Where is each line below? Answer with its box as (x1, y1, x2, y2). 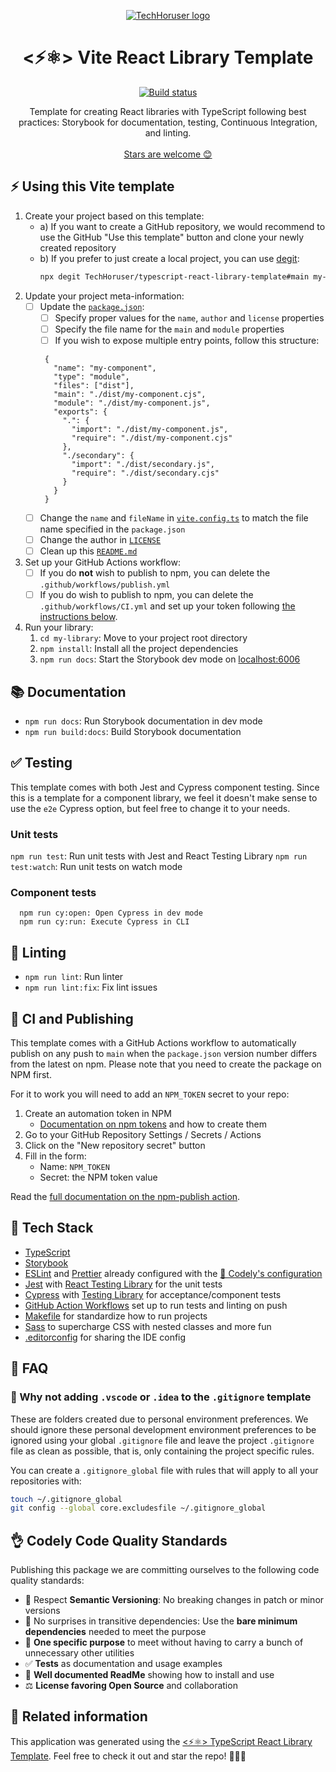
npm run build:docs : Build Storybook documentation (24, 726, 242, 737)
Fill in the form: (24, 1150, 87, 1162)
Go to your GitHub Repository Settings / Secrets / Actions (24, 1129, 262, 1141)
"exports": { (53, 406, 108, 417)
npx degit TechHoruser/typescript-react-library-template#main (39, 271, 310, 282)
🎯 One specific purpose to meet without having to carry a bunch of (24, 1636, 304, 1649)
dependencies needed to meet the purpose (24, 1626, 207, 1638)
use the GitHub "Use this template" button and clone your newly (39, 231, 305, 243)
